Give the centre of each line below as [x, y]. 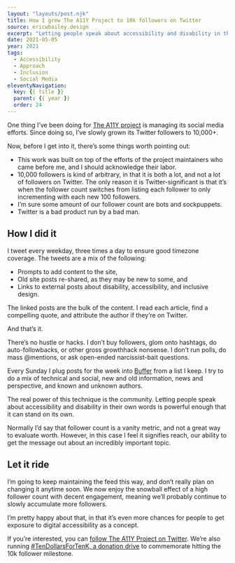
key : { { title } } [39, 92]
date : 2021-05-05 [33, 40]
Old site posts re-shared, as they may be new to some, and [102, 279]
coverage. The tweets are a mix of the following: [77, 258]
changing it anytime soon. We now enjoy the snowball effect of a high [108, 489]
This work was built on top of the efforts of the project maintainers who [120, 159]
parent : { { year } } [42, 99]
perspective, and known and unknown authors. [75, 386]
